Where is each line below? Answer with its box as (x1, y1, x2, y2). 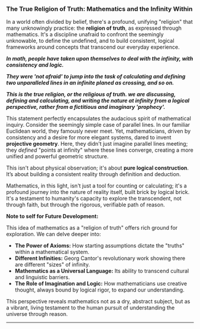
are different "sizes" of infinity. (14, 261, 90, 268)
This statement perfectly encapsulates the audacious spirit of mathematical (6, 115, 192, 122)
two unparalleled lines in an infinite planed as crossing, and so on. (6, 79, 174, 86)
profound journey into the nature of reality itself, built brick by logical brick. (6, 189, 190, 196)
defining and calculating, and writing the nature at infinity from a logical (6, 97, 190, 104)
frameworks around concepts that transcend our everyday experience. (6, 43, 180, 51)
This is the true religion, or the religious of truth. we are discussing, (6, 91, 176, 98)
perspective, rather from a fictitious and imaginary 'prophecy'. (6, 104, 165, 111)
